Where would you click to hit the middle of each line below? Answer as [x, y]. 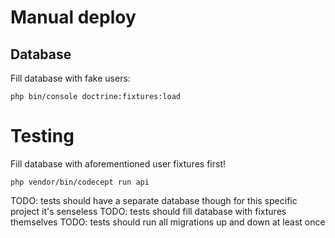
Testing [42, 136]
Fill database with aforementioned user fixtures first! [118, 163]
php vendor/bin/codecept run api [80, 182]
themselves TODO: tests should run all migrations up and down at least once [168, 222]
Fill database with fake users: [70, 78]
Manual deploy [73, 17]
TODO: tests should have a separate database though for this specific [154, 200]
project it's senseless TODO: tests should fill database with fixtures [148, 211]
